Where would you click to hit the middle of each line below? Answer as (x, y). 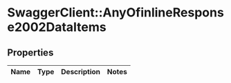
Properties (30, 52)
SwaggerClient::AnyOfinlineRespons (116, 13)
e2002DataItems (57, 27)
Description (81, 72)
